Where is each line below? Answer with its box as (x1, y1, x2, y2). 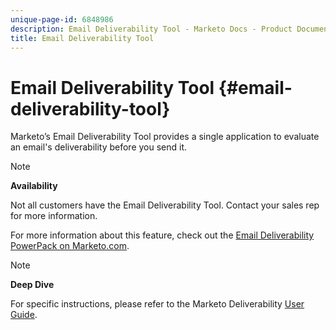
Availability (10, 180, 58, 192)
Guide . (10, 309, 38, 321)
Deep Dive (10, 279, 55, 291)
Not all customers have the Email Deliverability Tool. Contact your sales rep (10, 199, 320, 211)
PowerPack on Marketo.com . (10, 240, 130, 252)
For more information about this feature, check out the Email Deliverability (10, 229, 315, 241)
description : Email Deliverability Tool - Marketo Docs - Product (10, 24, 293, 34)
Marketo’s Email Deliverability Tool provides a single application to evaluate (10, 131, 320, 143)
